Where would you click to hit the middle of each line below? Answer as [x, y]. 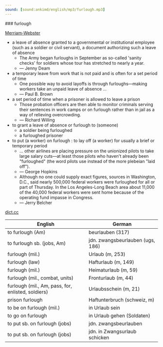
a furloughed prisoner [41, 135]
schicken [99, 337]
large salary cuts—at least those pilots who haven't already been [84, 156]
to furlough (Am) [26, 232]
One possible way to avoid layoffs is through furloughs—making [83, 84]
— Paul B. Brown [36, 94]
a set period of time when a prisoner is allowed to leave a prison [76, 99]
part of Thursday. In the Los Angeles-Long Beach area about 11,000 [87, 187]
